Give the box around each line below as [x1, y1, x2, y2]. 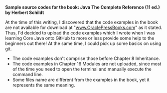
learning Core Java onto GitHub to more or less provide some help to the [5, 35, 155, 41]
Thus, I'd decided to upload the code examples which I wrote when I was [5, 30, 156, 35]
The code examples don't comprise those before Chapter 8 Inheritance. [12, 55, 161, 61]
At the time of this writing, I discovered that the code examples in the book [5, 19, 158, 25]
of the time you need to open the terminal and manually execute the [12, 66, 152, 72]
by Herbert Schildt [5, 9, 44, 15]
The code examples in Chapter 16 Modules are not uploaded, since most [12, 61, 162, 66]
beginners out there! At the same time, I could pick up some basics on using [5, 40, 162, 46]
